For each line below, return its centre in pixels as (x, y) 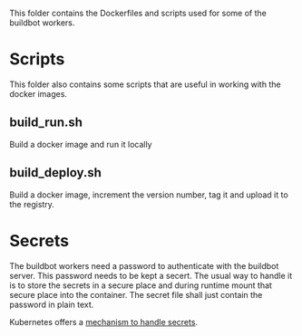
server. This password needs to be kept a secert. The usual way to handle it (151, 275)
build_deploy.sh (56, 173)
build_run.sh (46, 123)
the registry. (32, 204)
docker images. (39, 93)
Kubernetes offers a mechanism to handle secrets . (103, 322)
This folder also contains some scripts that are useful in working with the (145, 84)
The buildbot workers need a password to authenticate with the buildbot (144, 265)
